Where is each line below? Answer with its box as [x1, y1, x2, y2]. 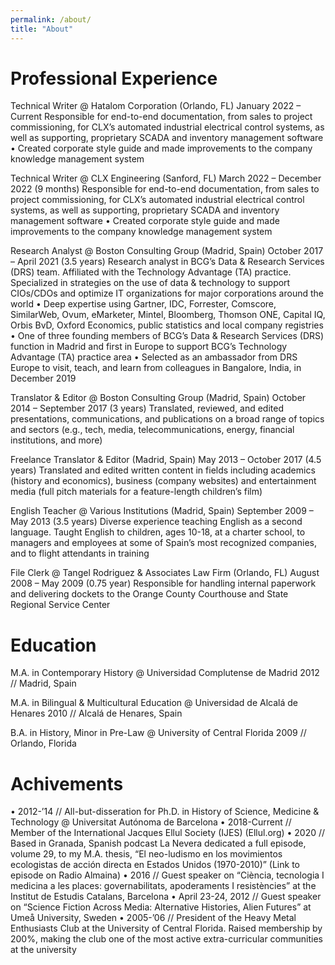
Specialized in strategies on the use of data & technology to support [10, 277, 291, 289]
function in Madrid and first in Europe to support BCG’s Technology [10, 341, 288, 353]
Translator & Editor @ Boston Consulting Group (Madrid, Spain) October [10, 392, 307, 404]
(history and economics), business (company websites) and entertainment [10, 475, 317, 487]
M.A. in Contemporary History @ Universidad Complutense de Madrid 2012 [10, 667, 320, 679]
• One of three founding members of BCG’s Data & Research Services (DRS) [10, 330, 325, 342]
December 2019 [10, 372, 77, 385]
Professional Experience [10, 67, 218, 90]
